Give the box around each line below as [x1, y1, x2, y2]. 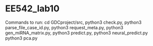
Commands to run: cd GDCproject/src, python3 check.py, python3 [5, 19, 142, 25]
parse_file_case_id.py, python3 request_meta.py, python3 [5, 24, 124, 30]
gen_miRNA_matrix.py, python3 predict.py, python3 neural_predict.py [5, 30, 148, 36]
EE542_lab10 [5, 3, 60, 14]
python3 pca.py [5, 35, 38, 41]
